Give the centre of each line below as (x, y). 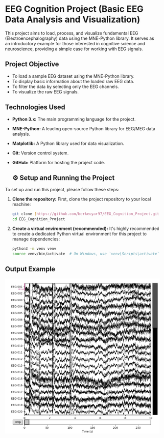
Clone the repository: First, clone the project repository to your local (82, 199)
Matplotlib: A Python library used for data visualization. (68, 143)
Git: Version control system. (40, 153)
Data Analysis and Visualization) (73, 19)
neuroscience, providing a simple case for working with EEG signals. (74, 49)
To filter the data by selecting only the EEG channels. (65, 87)
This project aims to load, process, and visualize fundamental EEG (72, 33)
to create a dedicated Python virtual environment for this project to (79, 234)
